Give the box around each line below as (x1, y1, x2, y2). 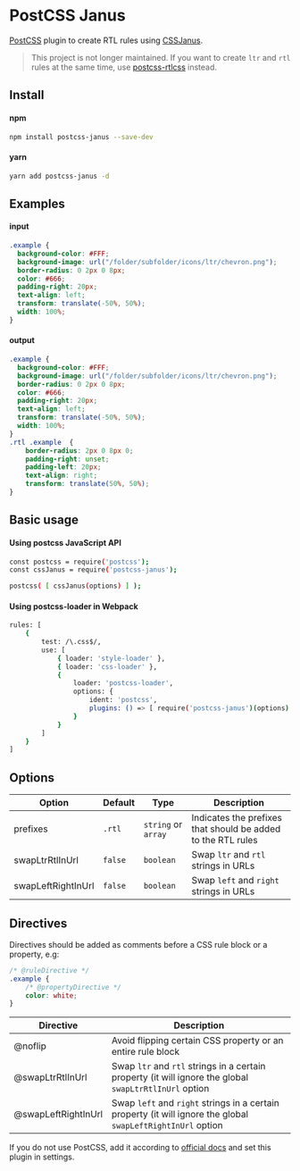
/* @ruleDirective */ (9, 966, 90, 974)
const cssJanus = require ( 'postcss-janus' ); (9, 565, 178, 574)
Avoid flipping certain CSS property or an (111, 1034, 284, 1047)
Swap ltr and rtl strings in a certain (111, 1060, 266, 1073)
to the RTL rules (191, 834, 258, 847)
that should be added (191, 823, 281, 835)
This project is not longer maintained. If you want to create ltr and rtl (30, 52, 291, 63)
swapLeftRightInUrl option (111, 1119, 223, 1132)
